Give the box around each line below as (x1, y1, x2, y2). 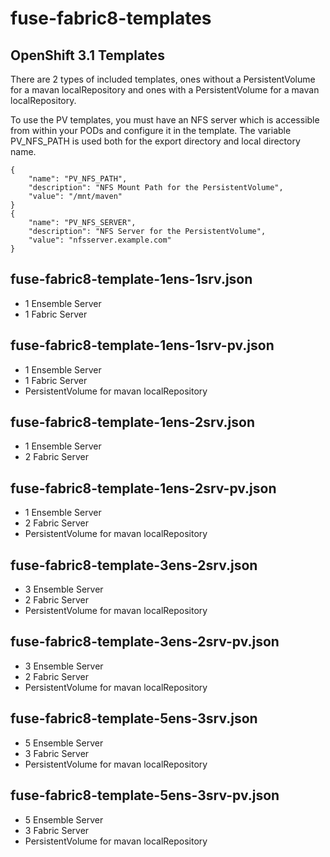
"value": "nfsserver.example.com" (28, 235, 172, 245)
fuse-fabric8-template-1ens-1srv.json (10, 271, 253, 288)
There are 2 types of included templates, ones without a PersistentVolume (10, 73, 316, 85)
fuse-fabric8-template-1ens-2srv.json (10, 414, 256, 431)
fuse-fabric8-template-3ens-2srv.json (10, 557, 258, 574)
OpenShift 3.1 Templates (10, 47, 165, 64)
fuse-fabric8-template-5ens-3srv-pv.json (10, 787, 280, 804)
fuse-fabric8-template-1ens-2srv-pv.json (10, 480, 277, 497)
